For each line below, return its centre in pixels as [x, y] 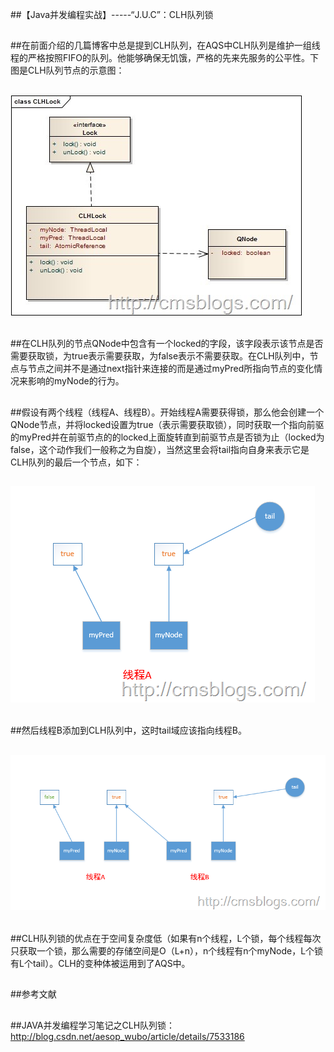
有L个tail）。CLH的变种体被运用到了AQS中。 [100, 963]
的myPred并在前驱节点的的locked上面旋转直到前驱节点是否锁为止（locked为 [167, 437]
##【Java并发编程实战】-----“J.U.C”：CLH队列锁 [112, 14]
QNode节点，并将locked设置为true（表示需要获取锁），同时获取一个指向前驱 [167, 424]
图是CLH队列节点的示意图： [67, 70]
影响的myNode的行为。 [76, 381]
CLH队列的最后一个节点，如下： [76, 462]
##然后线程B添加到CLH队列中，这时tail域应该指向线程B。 [128, 730]
